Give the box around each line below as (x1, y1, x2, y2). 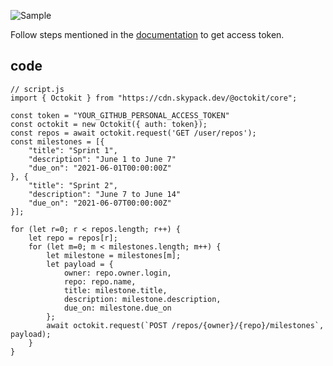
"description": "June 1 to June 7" (28, 154, 177, 164)
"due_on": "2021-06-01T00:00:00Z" (28, 163, 172, 173)
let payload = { (46, 259, 114, 269)
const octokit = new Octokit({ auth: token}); (10, 119, 208, 129)
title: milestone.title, (63, 285, 168, 295)
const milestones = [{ (10, 136, 105, 147)
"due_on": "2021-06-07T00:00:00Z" (28, 198, 172, 208)
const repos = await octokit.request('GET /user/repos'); (10, 128, 257, 138)
